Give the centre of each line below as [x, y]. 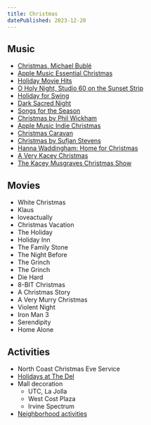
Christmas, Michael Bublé [54, 66]
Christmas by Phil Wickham [57, 118]
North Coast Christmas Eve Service [69, 369]
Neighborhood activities [52, 414]
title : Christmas [33, 14]
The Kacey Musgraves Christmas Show [74, 164]
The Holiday [35, 233]
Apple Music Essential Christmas [65, 73]
